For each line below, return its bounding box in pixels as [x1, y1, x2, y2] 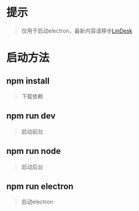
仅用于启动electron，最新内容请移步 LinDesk [21, 27, 133, 34]
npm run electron [6, 181, 73, 191]
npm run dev [6, 111, 56, 121]
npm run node [6, 146, 61, 156]
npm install [6, 75, 50, 86]
